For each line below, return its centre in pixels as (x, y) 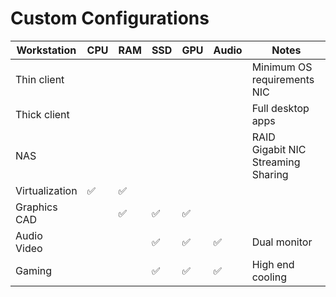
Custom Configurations (110, 18)
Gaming (34, 270)
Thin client (40, 79)
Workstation (46, 50)
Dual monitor (282, 242)
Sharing (270, 174)
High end (273, 264)
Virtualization (46, 190)
